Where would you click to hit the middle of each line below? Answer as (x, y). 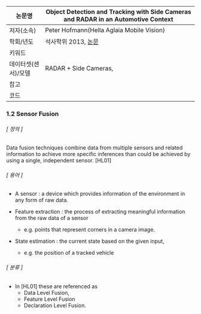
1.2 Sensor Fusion (33, 114)
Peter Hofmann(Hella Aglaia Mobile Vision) (105, 30)
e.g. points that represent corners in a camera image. (89, 230)
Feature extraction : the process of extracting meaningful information (100, 212)
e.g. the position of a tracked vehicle (69, 253)
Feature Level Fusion (49, 299)
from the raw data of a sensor (51, 218)
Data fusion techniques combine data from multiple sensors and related (95, 148)
